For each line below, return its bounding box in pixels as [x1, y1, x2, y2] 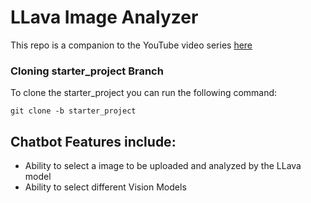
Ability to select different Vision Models [24, 181, 187, 193]
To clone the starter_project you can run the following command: [10, 87, 278, 99]
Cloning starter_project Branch [10, 64, 164, 78]
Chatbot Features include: [10, 133, 177, 150]
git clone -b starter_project [10, 106, 137, 116]
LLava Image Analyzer [10, 6, 199, 29]
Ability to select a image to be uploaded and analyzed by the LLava [24, 160, 302, 172]
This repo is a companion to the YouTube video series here [10, 39, 253, 51]
